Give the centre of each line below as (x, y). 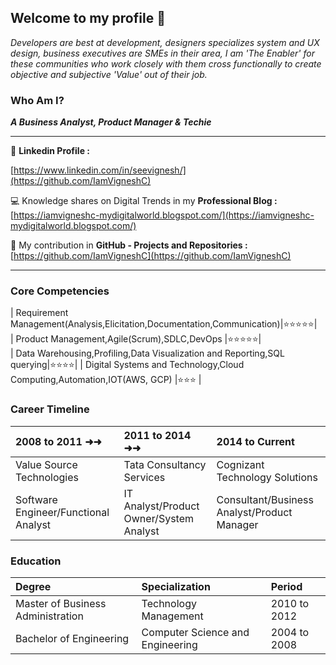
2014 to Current (255, 441)
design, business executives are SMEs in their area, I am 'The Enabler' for (162, 53)
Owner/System (158, 518)
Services (144, 477)
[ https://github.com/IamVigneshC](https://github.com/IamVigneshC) (151, 256)
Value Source (46, 464)
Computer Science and (195, 632)
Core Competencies (60, 291)
